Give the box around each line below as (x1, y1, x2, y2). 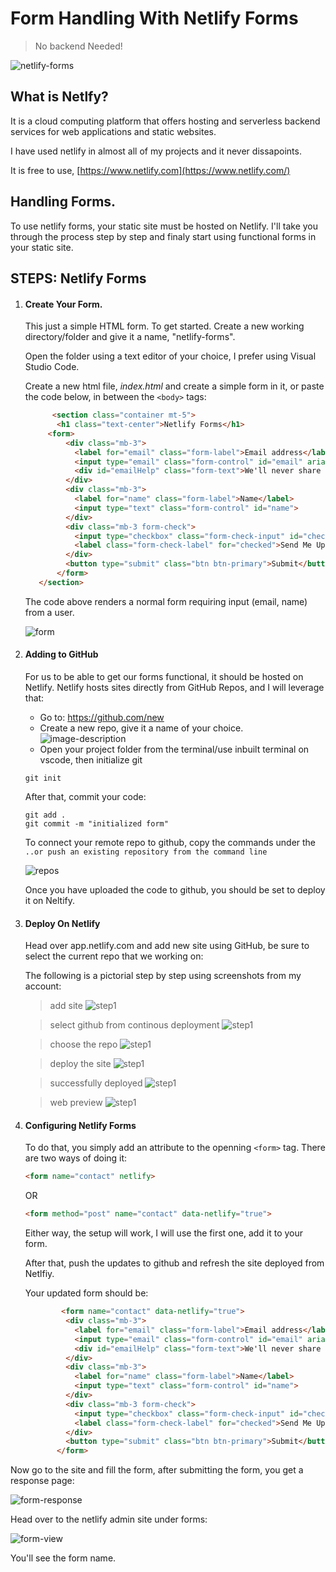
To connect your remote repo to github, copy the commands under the (24, 836, 317, 848)
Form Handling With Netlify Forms (10, 7, 299, 30)
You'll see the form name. (10, 1552, 117, 1564)
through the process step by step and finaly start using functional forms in (10, 230, 317, 242)
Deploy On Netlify (24, 917, 101, 929)
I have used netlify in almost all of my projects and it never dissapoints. (10, 145, 302, 157)
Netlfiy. (24, 1268, 55, 1280)
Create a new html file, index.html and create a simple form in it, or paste (24, 380, 325, 392)
